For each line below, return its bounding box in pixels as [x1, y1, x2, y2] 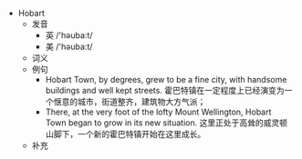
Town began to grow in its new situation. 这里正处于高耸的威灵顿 [45, 117, 287, 128]
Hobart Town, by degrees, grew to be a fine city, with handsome [45, 75, 287, 84]
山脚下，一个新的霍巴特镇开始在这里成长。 [45, 129, 206, 139]
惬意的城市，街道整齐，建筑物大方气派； [53, 96, 206, 107]
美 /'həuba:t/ [45, 41, 93, 52]
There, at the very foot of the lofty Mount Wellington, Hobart [45, 106, 272, 117]
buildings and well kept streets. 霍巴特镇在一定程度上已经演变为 [45, 85, 285, 95]
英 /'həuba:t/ [45, 30, 93, 40]
